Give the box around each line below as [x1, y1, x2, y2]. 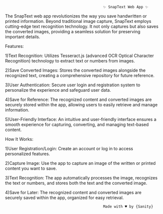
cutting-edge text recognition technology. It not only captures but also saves [5, 23, 159, 29]
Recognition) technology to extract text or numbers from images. [5, 58, 135, 63]
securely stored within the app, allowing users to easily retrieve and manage [5, 102, 158, 107]
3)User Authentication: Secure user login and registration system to [5, 82, 141, 88]
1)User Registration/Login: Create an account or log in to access [5, 146, 133, 151]
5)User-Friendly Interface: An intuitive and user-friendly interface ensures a [5, 117, 157, 122]
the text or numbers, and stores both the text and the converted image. [5, 180, 147, 186]
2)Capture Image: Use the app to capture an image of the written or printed [5, 160, 156, 166]
